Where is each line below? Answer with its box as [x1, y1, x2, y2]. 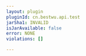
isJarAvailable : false [6, 25, 62, 31]
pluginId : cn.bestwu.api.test [6, 14, 81, 20]
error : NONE [6, 31, 35, 37]
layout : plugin [6, 8, 44, 15]
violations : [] [6, 36, 44, 42]
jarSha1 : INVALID [6, 19, 49, 25]
